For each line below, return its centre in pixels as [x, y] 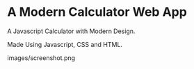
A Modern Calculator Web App [97, 12]
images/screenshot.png [41, 58]
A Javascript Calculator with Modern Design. [71, 31]
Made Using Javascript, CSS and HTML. [65, 44]
